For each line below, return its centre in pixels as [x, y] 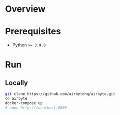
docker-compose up [24, 103]
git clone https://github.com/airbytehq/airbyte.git [60, 94]
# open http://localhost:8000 [36, 108]
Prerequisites [33, 32]
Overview [25, 9]
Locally [16, 82]
